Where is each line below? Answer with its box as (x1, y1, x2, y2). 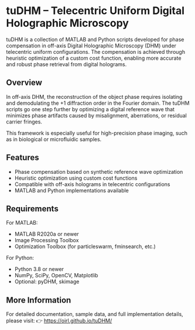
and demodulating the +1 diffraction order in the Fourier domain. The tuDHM (6, 99, 190, 106)
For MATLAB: (6, 219, 38, 226)
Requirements (6, 204, 59, 214)
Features (6, 153, 39, 163)
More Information (6, 295, 71, 305)
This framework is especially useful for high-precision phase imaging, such (6, 129, 188, 136)
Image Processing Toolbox (14, 237, 79, 244)
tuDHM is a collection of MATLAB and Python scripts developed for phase (6, 36, 184, 43)
